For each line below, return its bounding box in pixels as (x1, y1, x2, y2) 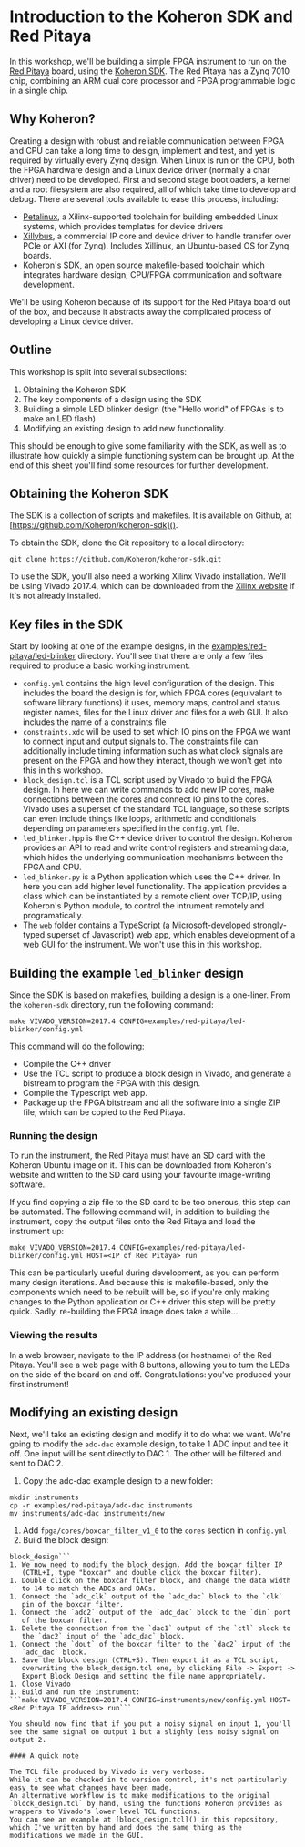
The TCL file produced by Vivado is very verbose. (9, 1768, 206, 1777)
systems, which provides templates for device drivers (22, 220, 224, 231)
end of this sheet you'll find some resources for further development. (9, 460, 269, 471)
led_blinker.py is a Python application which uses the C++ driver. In (22, 871, 280, 882)
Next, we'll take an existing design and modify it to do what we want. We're (9, 1429, 291, 1440)
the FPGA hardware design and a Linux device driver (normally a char (9, 164, 270, 175)
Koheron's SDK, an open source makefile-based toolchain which (22, 259, 266, 270)
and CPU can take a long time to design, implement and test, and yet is (9, 145, 276, 156)
